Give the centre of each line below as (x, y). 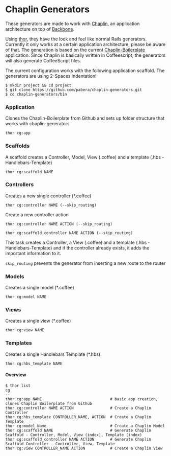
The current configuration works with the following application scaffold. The (85, 71)
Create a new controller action (37, 214)
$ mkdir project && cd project (38, 85)
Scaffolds (17, 146)
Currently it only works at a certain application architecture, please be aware (85, 44)
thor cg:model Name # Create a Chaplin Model (85, 426)
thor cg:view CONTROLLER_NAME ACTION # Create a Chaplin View (84, 448)
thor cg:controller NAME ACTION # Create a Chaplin (78, 408)
